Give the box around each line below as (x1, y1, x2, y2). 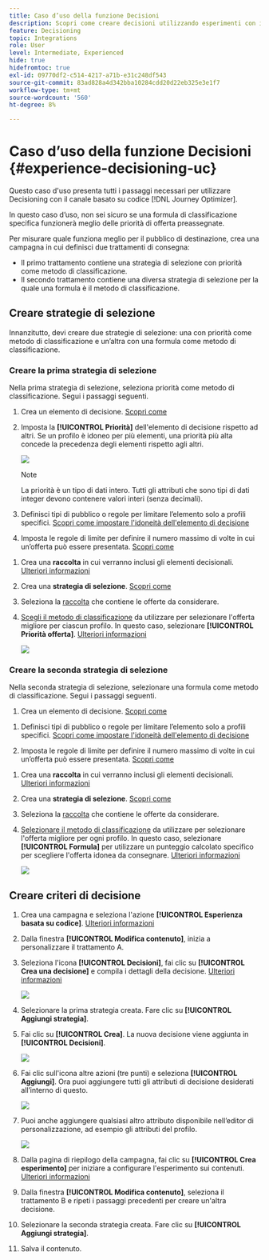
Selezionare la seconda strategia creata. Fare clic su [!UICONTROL (20, 1220, 242, 1230)
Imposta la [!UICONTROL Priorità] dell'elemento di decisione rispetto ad (20, 422, 259, 432)
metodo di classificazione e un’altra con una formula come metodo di (9, 336, 236, 346)
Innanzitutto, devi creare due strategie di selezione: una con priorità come (9, 327, 252, 337)
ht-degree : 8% (9, 101, 57, 109)
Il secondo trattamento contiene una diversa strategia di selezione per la (20, 275, 259, 285)
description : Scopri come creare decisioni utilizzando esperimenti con (9, 19, 256, 27)
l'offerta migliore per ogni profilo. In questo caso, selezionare (20, 834, 222, 843)
